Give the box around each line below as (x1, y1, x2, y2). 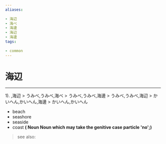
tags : (5, 39, 16, 44)
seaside (12, 119, 29, 125)
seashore (12, 114, 32, 120)
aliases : (5, 7, 23, 12)
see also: (17, 134, 36, 140)
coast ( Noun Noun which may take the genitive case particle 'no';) (12, 124, 152, 130)
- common (5, 48, 23, 53)
